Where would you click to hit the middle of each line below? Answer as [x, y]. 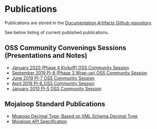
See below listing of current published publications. [57, 32]
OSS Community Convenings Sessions [65, 48]
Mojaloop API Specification [39, 121]
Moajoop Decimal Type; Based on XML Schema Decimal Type [75, 116]
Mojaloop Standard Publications [55, 104]
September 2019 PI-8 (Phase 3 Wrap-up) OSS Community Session [79, 73]
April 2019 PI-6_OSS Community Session [53, 83]
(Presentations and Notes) [46, 56]
